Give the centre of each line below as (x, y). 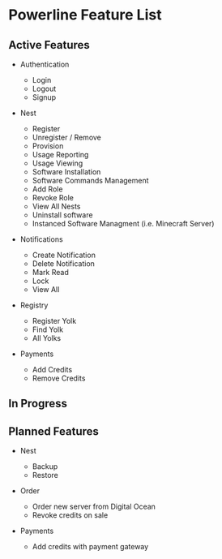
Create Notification (64, 255)
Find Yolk (47, 329)
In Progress (38, 404)
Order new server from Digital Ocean (94, 507)
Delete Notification (64, 264)
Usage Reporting (60, 155)
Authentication (45, 64)
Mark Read (50, 272)
